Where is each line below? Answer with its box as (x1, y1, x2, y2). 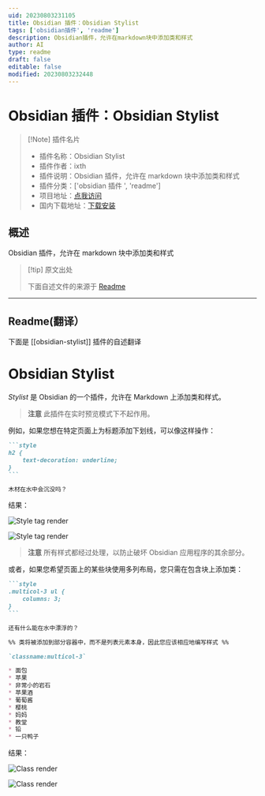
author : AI (8, 41, 44, 49)
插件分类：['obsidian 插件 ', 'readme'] (39, 181, 162, 190)
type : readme (8, 48, 51, 56)
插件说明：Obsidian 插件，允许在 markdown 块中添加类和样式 (39, 171, 240, 180)
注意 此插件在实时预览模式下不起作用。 (27, 409, 155, 419)
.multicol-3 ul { (8, 588, 65, 596)
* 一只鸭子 (8, 733, 39, 741)
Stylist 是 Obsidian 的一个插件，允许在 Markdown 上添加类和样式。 (8, 392, 226, 402)
